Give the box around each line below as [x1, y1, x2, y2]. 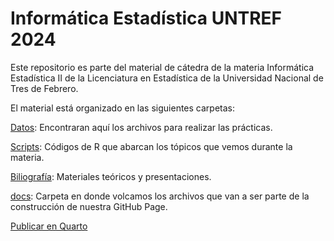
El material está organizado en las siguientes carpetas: [10, 102, 236, 114]
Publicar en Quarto [10, 220, 88, 232]
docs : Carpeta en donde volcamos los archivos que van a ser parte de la [10, 190, 310, 202]
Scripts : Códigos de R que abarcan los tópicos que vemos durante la [10, 140, 293, 152]
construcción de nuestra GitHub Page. [10, 200, 168, 212]
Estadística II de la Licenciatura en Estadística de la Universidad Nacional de [10, 72, 324, 84]
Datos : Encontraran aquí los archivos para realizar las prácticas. [10, 121, 273, 133]
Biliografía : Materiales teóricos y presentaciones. [10, 170, 212, 182]
